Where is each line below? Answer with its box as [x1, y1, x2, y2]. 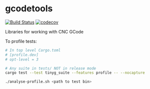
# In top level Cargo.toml [5, 48, 61, 53]
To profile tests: [5, 38, 37, 44]
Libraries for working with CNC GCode [5, 29, 84, 34]
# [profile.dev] [5, 52, 39, 57]
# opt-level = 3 [5, 57, 39, 62]
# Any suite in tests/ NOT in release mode [5, 66, 97, 71]
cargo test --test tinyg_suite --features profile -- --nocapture [5, 70, 145, 75]
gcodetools [5, 3, 53, 14]
